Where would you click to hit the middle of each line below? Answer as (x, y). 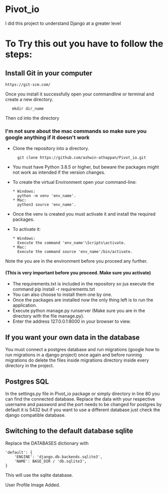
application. (25, 305)
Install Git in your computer (49, 73)
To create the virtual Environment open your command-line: (75, 182)
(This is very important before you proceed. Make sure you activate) (78, 273)
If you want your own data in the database (73, 337)
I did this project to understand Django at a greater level (63, 23)
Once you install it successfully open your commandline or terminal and (80, 94)
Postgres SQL (27, 382)
